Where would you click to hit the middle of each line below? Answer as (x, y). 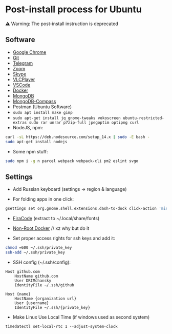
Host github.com (23, 271)
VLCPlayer (24, 79)
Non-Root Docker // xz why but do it (51, 228)
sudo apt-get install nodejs (36, 142)
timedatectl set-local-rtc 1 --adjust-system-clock (61, 326)
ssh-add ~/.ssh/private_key (35, 252)
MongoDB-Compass (34, 101)
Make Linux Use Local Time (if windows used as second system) (81, 317)
